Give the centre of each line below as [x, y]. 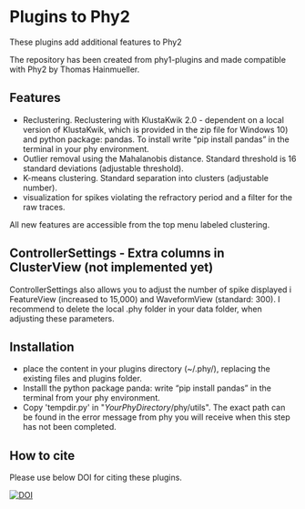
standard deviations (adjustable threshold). [103, 168]
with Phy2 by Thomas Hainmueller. [75, 69]
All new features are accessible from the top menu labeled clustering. [140, 224]
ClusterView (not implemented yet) [112, 267]
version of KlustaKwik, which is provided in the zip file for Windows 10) [155, 129]
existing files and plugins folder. [82, 379]
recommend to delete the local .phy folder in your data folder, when [136, 309]
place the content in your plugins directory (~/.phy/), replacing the [146, 369]
